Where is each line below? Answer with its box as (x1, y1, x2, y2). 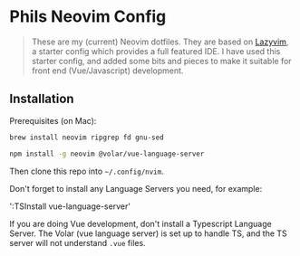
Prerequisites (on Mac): (9, 115, 97, 126)
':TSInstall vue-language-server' (9, 201, 131, 212)
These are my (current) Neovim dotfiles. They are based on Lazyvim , (31, 36, 289, 47)
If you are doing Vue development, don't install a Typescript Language (9, 218, 272, 229)
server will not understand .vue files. (9, 237, 147, 248)
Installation (9, 91, 74, 107)
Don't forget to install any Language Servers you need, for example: (9, 183, 263, 194)
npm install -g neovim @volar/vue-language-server (9, 149, 205, 158)
